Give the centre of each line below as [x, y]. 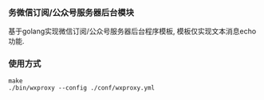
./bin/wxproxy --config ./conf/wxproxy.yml [82, 88]
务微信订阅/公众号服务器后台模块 [71, 12]
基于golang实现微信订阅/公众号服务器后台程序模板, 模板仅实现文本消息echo [132, 31]
